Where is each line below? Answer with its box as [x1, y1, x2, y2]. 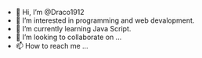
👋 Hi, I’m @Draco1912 [15, 8, 85, 16]
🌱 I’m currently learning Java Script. [15, 24, 132, 33]
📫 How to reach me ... [15, 42, 88, 50]
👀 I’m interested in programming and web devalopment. [15, 16, 195, 25]
